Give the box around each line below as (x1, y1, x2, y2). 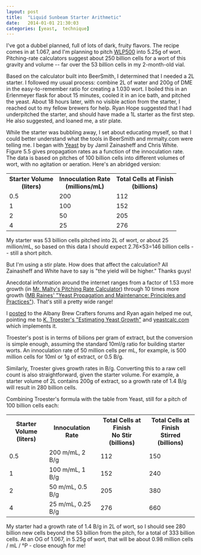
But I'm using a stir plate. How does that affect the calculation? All (6, 261, 169, 269)
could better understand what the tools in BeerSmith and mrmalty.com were (6, 135, 193, 143)
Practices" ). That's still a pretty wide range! (6, 298, 114, 306)
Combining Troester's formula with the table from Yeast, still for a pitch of (6, 396, 187, 403)
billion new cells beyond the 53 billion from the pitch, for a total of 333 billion (6, 529, 195, 536)
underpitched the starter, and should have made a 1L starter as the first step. (6, 111, 195, 118)
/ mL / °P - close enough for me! (6, 542, 86, 549)
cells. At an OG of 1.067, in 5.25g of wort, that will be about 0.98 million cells (6, 536, 193, 543)
